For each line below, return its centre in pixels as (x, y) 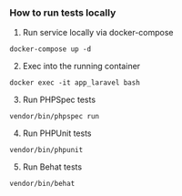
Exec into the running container (81, 67)
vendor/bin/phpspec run (55, 117)
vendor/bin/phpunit (46, 150)
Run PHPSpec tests (59, 100)
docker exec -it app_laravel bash (75, 83)
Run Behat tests (52, 167)
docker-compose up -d (51, 49)
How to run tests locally (63, 13)
